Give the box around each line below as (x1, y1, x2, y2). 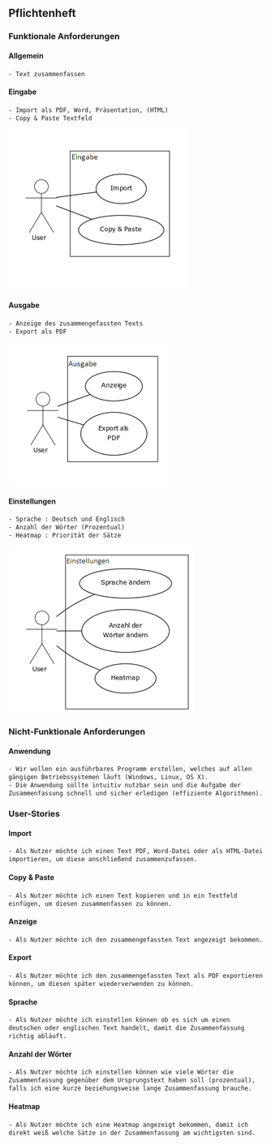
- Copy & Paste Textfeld (8, 114, 92, 122)
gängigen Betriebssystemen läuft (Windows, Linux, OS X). (8, 774, 209, 782)
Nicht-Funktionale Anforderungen (8, 726, 146, 737)
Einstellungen (8, 496, 57, 506)
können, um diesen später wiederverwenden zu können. (8, 980, 195, 988)
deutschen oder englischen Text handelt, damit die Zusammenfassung (8, 1024, 245, 1032)
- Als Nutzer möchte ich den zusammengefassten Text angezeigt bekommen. (8, 936, 264, 944)
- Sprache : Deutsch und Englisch (8, 515, 126, 524)
